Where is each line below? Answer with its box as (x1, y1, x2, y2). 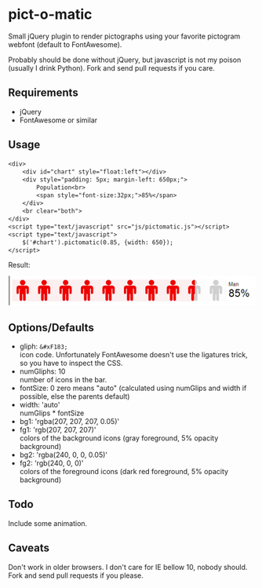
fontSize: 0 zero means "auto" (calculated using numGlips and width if (19, 383, 247, 393)
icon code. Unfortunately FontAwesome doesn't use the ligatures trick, (19, 350, 249, 360)
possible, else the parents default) (19, 392, 130, 401)
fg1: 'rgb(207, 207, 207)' (19, 425, 96, 435)
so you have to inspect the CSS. (19, 359, 123, 368)
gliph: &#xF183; (19, 341, 68, 351)
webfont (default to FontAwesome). (8, 39, 122, 49)
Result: (8, 260, 31, 269)
